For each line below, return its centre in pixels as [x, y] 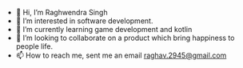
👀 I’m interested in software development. [84, 21]
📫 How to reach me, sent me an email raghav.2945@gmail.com [121, 55]
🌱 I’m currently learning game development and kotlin [104, 29]
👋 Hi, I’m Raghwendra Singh [62, 12]
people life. [34, 46]
